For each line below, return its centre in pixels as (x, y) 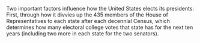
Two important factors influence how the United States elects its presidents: (100, 9)
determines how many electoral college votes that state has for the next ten (100, 27)
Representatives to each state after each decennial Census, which (88, 21)
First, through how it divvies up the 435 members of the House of (87, 15)
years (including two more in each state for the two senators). (83, 34)
